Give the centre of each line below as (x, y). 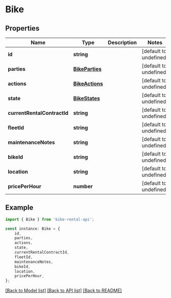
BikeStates (87, 98)
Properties (22, 28)
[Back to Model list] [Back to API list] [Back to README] (64, 291)
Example (19, 208)
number (83, 186)
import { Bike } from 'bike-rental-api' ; (50, 219)
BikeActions (88, 84)
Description (122, 43)
